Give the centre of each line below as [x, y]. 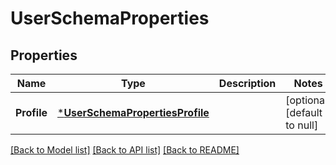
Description [247, 83]
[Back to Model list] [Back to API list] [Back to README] [125, 150]
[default [304, 112]
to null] [302, 125]
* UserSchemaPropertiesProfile [133, 112]
